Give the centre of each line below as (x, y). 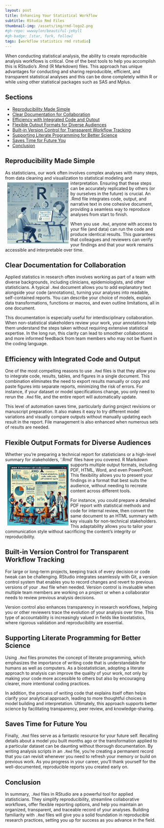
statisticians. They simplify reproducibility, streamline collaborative (72, 799)
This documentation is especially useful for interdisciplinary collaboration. (80, 318)
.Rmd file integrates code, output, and (108, 199)
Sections (19, 97)
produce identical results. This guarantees (113, 234)
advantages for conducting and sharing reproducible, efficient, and (73, 71)
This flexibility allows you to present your (112, 475)
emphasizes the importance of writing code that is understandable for (76, 662)
